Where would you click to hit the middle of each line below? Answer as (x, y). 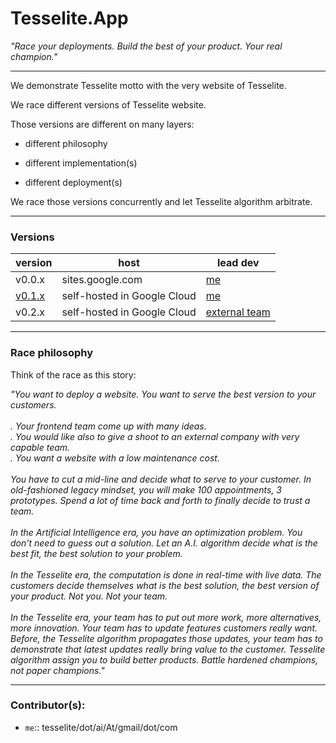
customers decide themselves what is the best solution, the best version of (165, 585)
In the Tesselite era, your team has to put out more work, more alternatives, (166, 617)
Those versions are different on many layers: (102, 124)
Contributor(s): (48, 705)
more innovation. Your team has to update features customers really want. (164, 628)
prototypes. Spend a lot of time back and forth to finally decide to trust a (160, 500)
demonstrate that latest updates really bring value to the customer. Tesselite (168, 649)
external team (238, 312)
